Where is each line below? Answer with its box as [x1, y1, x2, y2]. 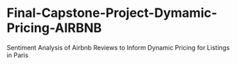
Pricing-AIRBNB [6, 20, 102, 36]
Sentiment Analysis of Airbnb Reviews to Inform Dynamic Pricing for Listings [6, 43, 230, 52]
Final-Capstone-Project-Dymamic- [6, 5, 218, 21]
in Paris [6, 51, 29, 59]
